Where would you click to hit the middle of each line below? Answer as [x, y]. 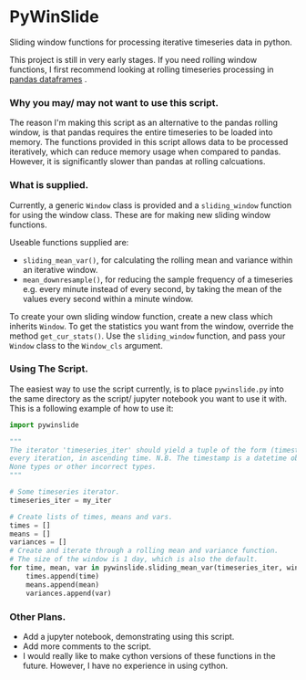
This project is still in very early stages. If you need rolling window [133, 59]
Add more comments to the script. [87, 646]
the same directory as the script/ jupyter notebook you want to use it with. [148, 398]
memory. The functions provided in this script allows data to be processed [149, 142]
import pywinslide [44, 425]
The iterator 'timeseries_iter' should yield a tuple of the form [138, 450]
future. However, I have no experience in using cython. [125, 665]
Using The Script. [49, 369]
